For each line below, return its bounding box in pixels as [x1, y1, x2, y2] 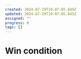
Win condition [5, 46, 63, 57]
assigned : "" [5, 16, 31, 21]
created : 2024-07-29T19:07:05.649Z [5, 7, 77, 12]
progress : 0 [5, 20, 29, 25]
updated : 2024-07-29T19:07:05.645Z [5, 12, 77, 16]
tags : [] [5, 25, 23, 30]
